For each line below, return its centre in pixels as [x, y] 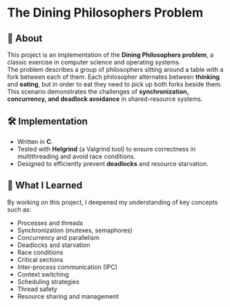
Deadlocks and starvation [54, 245]
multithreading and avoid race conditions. [76, 156]
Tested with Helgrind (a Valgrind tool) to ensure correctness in [106, 149]
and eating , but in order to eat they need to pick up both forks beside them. [115, 84]
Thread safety [37, 289]
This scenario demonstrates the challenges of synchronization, [98, 92]
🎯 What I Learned [45, 186]
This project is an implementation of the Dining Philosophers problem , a [111, 55]
